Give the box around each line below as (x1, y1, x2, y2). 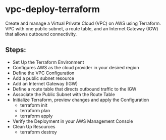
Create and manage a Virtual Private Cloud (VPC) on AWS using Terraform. (5, 20, 161, 26)
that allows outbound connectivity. (5, 31, 77, 37)
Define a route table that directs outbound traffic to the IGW (12, 86, 137, 92)
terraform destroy (20, 129, 57, 135)
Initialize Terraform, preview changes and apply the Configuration (12, 97, 149, 103)
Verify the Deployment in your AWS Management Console (12, 118, 133, 124)
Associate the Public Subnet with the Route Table (12, 91, 115, 97)
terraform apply (20, 113, 53, 119)
